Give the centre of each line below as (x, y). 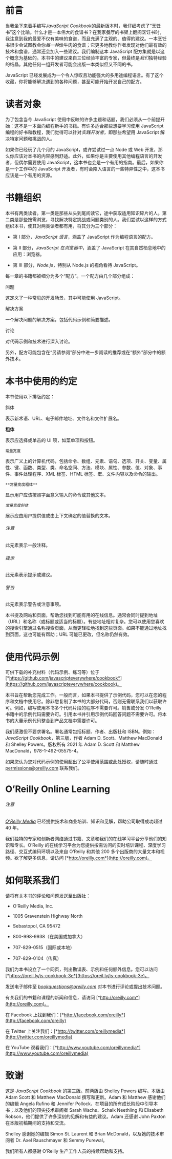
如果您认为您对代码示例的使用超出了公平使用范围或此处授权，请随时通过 (81, 762)
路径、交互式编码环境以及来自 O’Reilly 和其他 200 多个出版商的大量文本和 (83, 851)
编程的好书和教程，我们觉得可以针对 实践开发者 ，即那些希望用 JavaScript (82, 132)
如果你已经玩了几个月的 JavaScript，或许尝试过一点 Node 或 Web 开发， (82, 149)
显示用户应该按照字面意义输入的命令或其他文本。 (57, 495)
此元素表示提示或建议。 (30, 575)
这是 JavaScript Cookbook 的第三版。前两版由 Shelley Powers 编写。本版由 (85, 1091)
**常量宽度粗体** (21, 485)
